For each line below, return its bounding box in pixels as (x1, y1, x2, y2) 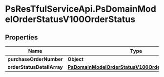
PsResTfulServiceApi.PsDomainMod (5, 3, 156, 15)
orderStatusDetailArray (7, 64, 63, 70)
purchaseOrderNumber (7, 56, 63, 62)
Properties (5, 33, 38, 41)
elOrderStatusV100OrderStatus (5, 14, 136, 25)
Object (67, 56, 84, 62)
